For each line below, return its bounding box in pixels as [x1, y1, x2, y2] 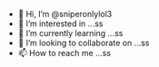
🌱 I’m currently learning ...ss [17, 28, 124, 38]
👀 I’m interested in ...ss [17, 18, 104, 29]
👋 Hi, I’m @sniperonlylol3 [17, 9, 113, 19]
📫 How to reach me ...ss [17, 48, 112, 58]
